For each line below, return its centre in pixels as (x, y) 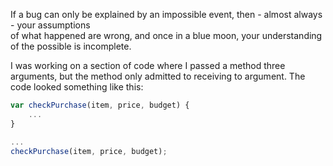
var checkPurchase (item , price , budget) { (100, 105)
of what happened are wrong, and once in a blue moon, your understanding (166, 35)
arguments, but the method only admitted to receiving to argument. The (158, 76)
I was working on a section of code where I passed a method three (148, 65)
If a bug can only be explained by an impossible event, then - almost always (166, 14)
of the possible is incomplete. (71, 46)
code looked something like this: (77, 87)
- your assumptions (50, 25)
